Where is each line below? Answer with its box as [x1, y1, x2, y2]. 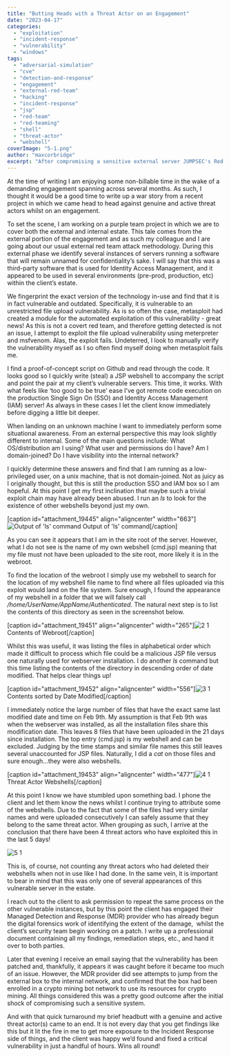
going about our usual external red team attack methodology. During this [7, 241, 214, 250]
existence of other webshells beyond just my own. [7, 501, 150, 509]
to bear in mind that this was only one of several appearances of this [7, 876, 202, 885]
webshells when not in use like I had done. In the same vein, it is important [7, 869, 219, 877]
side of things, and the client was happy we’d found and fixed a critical [7, 1034, 208, 1042]
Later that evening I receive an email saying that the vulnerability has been [7, 955, 219, 963]
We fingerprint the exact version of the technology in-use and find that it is [7, 292, 219, 300]
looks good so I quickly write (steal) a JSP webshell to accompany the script [7, 371, 224, 380]
